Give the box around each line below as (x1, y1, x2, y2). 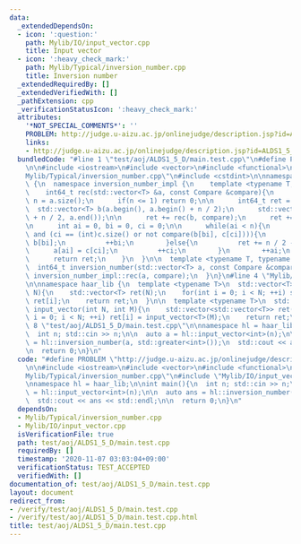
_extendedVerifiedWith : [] (17, 88, 118, 97)
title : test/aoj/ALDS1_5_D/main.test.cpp (9, 522, 167, 531)
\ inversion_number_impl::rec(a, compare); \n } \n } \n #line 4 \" (25, 272, 271, 281)
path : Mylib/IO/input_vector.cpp (25, 38, 150, 47)
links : (25, 138, 50, 147)
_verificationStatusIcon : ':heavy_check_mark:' (17, 105, 199, 114)
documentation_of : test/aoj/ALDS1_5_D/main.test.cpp (9, 479, 211, 488)
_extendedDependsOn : (17, 22, 94, 30)
